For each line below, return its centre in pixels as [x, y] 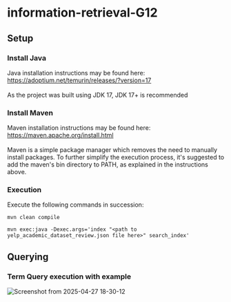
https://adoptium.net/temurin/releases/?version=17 [79, 80]
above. [17, 172]
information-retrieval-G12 [82, 13]
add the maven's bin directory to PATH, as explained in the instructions [108, 164]
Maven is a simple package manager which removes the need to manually [112, 150]
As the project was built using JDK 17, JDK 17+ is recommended [98, 95]
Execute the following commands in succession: [76, 205]
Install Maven [30, 113]
